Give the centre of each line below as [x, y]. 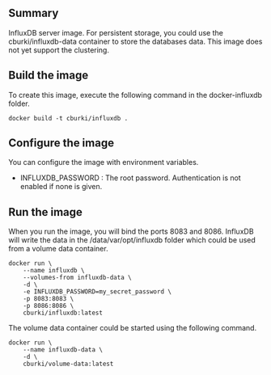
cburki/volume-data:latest [68, 364]
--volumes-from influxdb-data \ [77, 278]
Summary [34, 13]
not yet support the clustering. [59, 50]
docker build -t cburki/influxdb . [68, 118]
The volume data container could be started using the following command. [133, 328]
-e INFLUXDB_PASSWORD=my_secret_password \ [97, 292]
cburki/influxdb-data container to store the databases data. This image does [135, 41]
